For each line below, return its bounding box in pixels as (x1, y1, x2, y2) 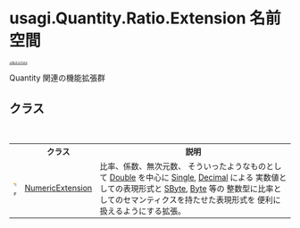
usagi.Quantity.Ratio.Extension (9, 8, 246, 29)
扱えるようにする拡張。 (99, 205, 186, 215)
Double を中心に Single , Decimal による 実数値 (109, 172, 279, 182)
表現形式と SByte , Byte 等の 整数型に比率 (122, 182, 274, 193)
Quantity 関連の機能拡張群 (9, 72, 105, 83)
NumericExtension (24, 182, 93, 193)
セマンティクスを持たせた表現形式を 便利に (122, 194, 281, 205)
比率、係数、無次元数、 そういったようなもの (99, 160, 266, 171)
